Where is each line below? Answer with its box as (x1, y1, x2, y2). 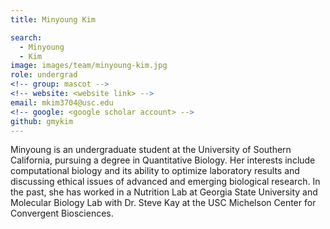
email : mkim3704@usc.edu (10, 97, 114, 108)
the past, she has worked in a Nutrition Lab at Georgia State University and (10, 186, 318, 198)
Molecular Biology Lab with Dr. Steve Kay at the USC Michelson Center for (10, 197, 317, 209)
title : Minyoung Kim (10, 14, 97, 25)
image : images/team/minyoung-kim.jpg (10, 61, 168, 71)
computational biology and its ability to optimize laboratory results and (10, 165, 300, 177)
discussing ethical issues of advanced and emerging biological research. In (10, 176, 321, 188)
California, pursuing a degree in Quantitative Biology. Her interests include (10, 154, 316, 166)
